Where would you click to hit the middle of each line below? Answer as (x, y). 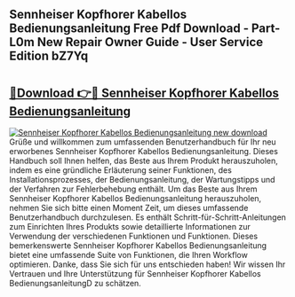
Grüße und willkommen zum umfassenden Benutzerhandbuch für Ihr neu (143, 142)
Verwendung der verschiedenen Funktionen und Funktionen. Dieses (134, 236)
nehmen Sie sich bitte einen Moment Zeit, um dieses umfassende (129, 208)
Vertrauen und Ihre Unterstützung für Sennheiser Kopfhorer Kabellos (135, 274)
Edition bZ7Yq (49, 56)
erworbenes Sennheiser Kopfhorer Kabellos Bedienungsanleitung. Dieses (144, 151)
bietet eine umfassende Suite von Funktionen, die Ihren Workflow (129, 255)
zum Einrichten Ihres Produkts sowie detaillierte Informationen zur (130, 227)
